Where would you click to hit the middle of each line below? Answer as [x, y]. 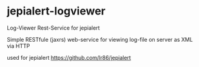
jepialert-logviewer [56, 11]
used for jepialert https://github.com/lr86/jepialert [69, 57]
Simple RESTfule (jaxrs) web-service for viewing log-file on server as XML [100, 39]
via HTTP [19, 46]
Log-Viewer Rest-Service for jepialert [53, 28]
